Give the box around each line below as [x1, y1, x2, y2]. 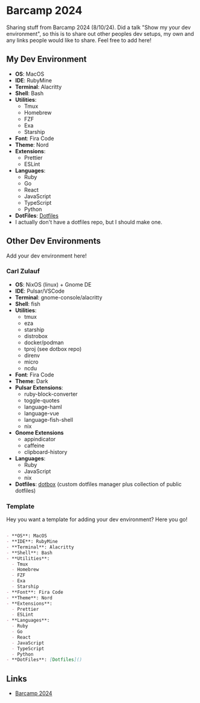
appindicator [24, 435, 56, 442]
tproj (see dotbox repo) [24, 345, 82, 352]
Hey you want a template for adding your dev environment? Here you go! [6, 516, 188, 523]
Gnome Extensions [15, 428, 64, 436]
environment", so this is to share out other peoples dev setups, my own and [6, 30, 195, 37]
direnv [24, 351, 40, 359]
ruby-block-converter [24, 390, 78, 398]
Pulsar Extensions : [15, 384, 63, 391]
